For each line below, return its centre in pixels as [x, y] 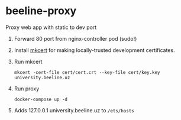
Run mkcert [28, 61]
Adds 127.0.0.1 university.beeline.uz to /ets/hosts [74, 110]
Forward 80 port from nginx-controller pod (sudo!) [75, 38]
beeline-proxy [41, 11]
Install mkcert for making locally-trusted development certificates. [94, 50]
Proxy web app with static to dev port [51, 27]
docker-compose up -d [41, 99]
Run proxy [27, 88]
